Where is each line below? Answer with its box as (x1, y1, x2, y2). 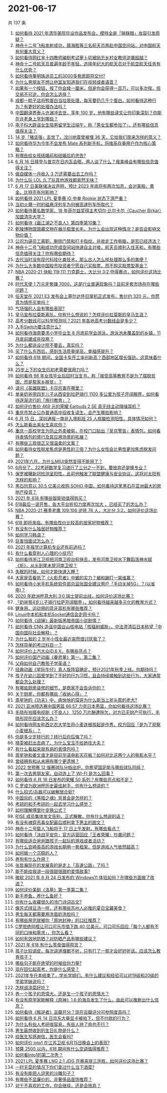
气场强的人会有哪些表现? (15, 305, 65, 311)
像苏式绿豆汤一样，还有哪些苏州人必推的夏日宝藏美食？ (15, 905, 126, 911)
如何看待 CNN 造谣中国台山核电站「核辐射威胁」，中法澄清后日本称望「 (15, 624, 158, 629)
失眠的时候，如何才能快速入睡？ (15, 568, 80, 574)
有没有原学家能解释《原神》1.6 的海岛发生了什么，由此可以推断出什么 (15, 997, 155, 1002)
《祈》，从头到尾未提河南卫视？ (15, 562, 78, 568)
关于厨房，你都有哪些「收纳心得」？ (15, 691, 88, 697)
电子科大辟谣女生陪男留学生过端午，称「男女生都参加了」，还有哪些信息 (15, 122, 159, 128)
